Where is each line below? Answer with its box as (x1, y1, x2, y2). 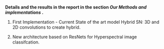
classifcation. (12, 39, 40, 45)
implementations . (5, 9, 44, 15)
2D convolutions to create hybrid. (12, 24, 81, 30)
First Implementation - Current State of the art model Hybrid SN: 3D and (12, 19, 160, 25)
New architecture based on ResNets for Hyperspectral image (12, 34, 137, 40)
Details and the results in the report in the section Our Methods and (5, 4, 147, 10)
